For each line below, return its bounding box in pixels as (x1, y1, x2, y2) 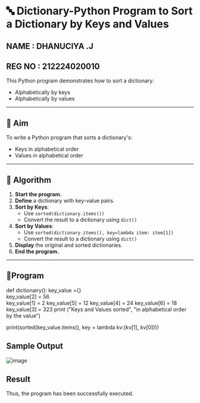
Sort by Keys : (14, 203, 49, 210)
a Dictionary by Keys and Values (6, 17, 170, 31)
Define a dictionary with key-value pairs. (14, 197, 115, 204)
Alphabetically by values (14, 95, 75, 102)
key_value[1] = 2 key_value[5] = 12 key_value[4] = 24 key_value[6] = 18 (6, 299, 177, 306)
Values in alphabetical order (14, 152, 83, 159)
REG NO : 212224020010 (6, 61, 100, 71)
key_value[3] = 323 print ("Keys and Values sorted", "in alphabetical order (6, 306, 187, 313)
